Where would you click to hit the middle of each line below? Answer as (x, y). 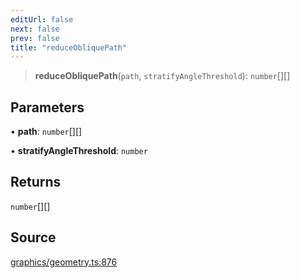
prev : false (35, 38)
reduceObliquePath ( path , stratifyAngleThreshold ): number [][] (162, 76)
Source (33, 237)
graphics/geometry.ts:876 (64, 262)
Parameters (47, 107)
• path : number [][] (46, 132)
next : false (35, 29)
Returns (36, 182)
